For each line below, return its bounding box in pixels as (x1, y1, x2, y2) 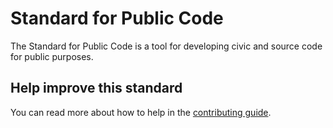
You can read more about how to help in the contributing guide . (10, 106, 272, 118)
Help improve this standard (10, 80, 183, 97)
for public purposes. (10, 50, 94, 62)
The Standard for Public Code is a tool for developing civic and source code (10, 40, 323, 52)
